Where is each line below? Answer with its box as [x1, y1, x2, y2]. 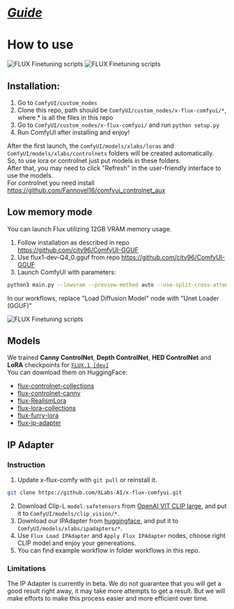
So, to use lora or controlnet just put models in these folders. [7, 156, 181, 164]
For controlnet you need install [7, 178, 95, 187]
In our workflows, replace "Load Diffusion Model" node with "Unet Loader [7, 294, 219, 302]
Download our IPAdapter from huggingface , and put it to [17, 517, 179, 525]
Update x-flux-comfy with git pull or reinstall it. [17, 476, 157, 484]
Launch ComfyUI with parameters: [17, 268, 116, 276]
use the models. [7, 171, 54, 179]
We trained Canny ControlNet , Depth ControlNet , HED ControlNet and [7, 353, 212, 362]
